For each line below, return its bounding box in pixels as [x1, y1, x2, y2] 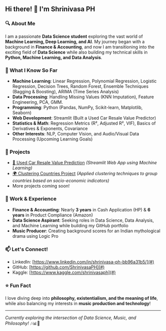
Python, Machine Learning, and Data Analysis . [5, 54, 102, 60]
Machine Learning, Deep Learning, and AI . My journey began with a [5, 38, 145, 45]
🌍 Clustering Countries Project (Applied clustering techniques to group [12, 171, 158, 177]
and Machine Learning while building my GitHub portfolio [12, 222, 128, 228]
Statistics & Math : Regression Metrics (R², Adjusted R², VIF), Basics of [12, 120, 156, 126]
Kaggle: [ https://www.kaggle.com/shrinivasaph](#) [12, 269, 116, 275]
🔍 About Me [5, 20, 36, 27]
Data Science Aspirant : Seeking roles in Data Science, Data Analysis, [12, 217, 154, 223]
